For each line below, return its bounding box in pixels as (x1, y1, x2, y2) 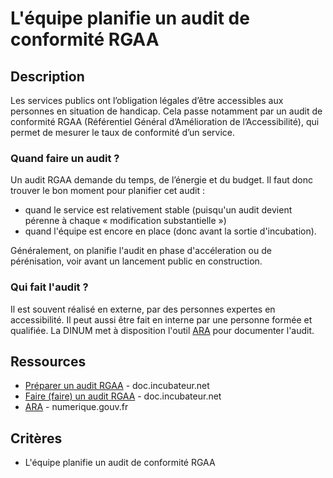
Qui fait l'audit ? (10, 280, 89, 294)
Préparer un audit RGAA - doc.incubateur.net (24, 380, 210, 392)
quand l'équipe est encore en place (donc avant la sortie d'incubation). (24, 225, 317, 237)
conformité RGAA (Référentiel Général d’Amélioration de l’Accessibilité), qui (10, 116, 320, 127)
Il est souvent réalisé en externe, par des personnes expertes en (10, 303, 276, 315)
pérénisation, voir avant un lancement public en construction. (10, 255, 263, 267)
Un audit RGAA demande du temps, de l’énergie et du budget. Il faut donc (10, 174, 313, 186)
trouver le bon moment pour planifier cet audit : (10, 185, 206, 197)
